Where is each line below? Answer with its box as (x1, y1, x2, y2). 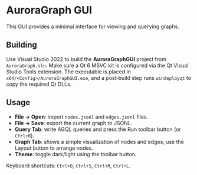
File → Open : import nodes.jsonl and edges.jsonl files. (14, 113, 149, 120)
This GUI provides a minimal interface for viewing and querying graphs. (6, 23, 180, 30)
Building (6, 40, 37, 50)
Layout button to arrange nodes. (14, 144, 93, 152)
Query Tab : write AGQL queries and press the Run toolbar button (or (14, 126, 182, 133)
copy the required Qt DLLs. (6, 80, 72, 87)
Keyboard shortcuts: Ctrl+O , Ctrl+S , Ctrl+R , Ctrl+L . (6, 162, 131, 169)
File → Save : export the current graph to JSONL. (14, 119, 133, 126)
